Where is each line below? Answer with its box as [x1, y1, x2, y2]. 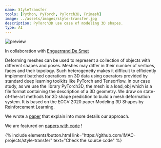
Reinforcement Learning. [5, 104, 55, 110]
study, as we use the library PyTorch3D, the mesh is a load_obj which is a [5, 83, 152, 89]
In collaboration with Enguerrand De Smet [5, 48, 89, 54]
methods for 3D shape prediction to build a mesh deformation [26, 93, 150, 100]
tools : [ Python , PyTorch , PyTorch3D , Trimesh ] [5, 12, 101, 17]
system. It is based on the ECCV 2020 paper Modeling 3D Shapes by [5, 99, 144, 105]
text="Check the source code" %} [53, 137, 122, 144]
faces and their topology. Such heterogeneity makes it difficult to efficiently [5, 68, 157, 74]
